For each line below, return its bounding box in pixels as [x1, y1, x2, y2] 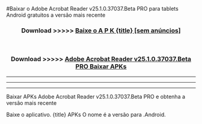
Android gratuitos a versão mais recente [6, 11, 106, 19]
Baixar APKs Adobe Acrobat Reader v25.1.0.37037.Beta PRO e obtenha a [6, 93, 185, 100]
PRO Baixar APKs [75, 62, 127, 71]
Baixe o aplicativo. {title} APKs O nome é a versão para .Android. [6, 111, 167, 118]
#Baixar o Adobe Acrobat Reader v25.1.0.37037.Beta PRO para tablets [6, 5, 179, 12]
